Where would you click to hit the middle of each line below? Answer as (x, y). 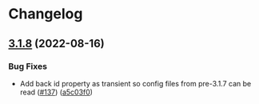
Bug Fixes (28, 66)
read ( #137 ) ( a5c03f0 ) (56, 92)
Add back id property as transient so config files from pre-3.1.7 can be (135, 83)
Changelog (46, 14)
